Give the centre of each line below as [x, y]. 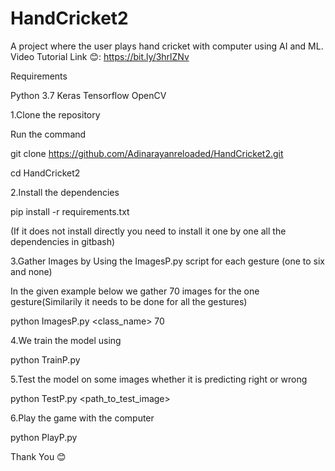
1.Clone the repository [55, 114]
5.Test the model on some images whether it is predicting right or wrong [159, 379]
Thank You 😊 [38, 456]
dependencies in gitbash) [63, 241]
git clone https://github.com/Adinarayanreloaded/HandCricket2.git [147, 153]
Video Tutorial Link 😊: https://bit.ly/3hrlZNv [100, 56]
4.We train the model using [66, 340]
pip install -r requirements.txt [70, 211]
